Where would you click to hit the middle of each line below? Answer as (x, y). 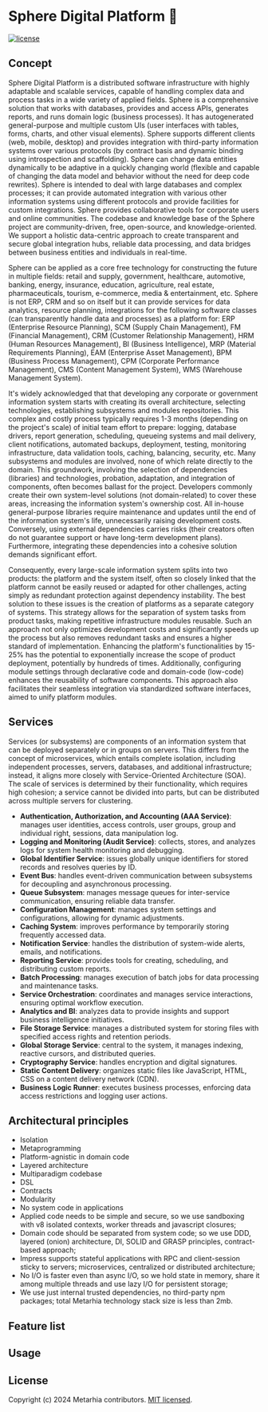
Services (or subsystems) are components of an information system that (127, 741)
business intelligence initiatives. (72, 1020)
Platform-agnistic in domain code (75, 1157)
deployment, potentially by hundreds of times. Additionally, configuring (125, 663)
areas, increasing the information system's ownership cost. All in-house (126, 503)
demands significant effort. (53, 554)
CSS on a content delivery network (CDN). (89, 1079)
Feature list (37, 1326)
